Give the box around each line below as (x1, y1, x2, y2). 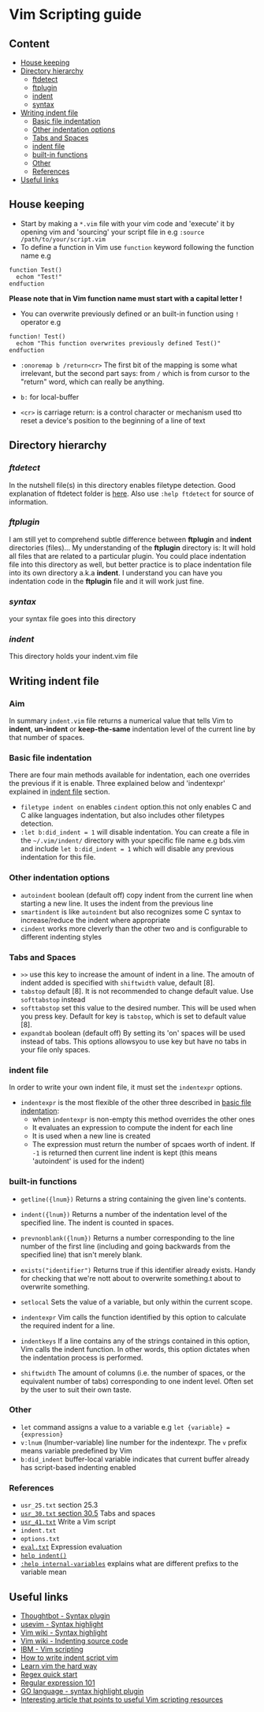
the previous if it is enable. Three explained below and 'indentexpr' (9, 779, 225, 788)
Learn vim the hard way (20, 1661, 98, 1670)
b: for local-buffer (20, 392, 80, 401)
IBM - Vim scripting (20, 1644, 84, 1654)
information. (9, 497, 49, 506)
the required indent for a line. (20, 1320, 115, 1330)
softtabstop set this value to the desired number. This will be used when (20, 1003, 257, 1012)
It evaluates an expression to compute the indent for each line (32, 1123, 233, 1133)
